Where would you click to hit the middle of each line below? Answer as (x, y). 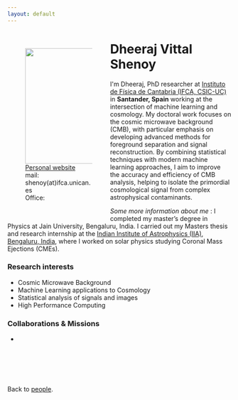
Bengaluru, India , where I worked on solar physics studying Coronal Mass (115, 241)
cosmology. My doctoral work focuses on (171, 114)
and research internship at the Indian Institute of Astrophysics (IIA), (106, 233)
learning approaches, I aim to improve (165, 167)
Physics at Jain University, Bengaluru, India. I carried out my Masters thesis (118, 226)
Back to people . (30, 389)
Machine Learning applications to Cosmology (84, 290)
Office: (35, 198)
